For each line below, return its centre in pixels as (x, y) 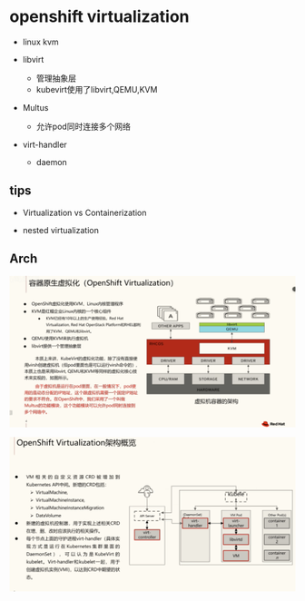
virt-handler (45, 144)
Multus (35, 107)
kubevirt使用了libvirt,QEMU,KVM (97, 89)
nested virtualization (61, 230)
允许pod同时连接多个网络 (84, 126)
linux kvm (40, 42)
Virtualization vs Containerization (84, 212)
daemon (52, 162)
